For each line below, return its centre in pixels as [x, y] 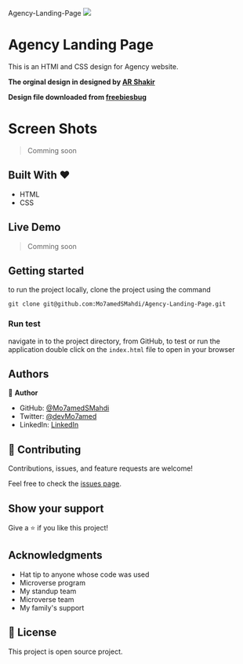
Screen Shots [53, 129]
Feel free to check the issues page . [65, 484]
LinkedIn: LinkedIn [49, 425]
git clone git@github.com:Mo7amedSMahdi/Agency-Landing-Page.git [117, 304]
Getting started [46, 271]
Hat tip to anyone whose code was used [84, 574]
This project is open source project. [65, 651]
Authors [29, 374]
